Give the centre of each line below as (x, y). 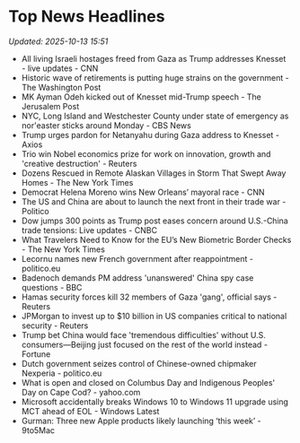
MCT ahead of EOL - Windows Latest (90, 411)
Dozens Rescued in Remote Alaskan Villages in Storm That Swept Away (154, 173)
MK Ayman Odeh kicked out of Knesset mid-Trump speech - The (141, 97)
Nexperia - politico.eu (62, 373)
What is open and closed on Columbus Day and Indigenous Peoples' (148, 382)
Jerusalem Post (50, 106)
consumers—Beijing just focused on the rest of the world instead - (145, 344)
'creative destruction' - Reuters (79, 163)
